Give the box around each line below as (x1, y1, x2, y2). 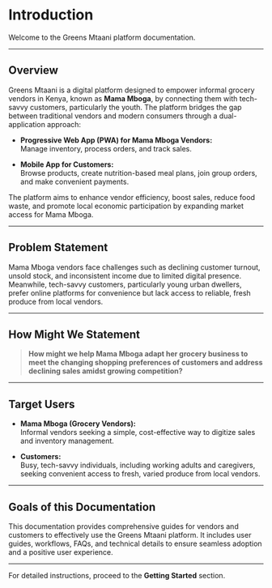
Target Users (8, 397, 75, 411)
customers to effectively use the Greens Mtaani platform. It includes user (8, 530, 252, 539)
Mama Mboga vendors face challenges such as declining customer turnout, (8, 262, 261, 272)
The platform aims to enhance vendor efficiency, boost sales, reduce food (8, 192, 255, 202)
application (8, 119, 46, 129)
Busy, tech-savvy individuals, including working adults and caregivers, (19, 460, 256, 471)
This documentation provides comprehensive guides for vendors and (8, 522, 239, 531)
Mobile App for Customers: (19, 160, 114, 169)
